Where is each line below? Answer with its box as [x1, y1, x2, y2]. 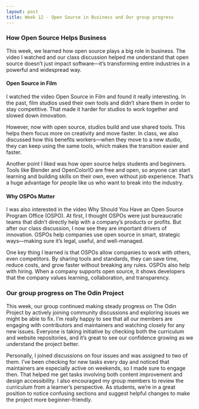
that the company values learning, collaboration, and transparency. [6, 274, 170, 281]
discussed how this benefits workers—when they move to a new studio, [6, 136, 182, 143]
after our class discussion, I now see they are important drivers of [6, 225, 168, 232]
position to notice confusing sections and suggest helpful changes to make [6, 389, 190, 397]
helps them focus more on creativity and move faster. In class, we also [6, 130, 179, 137]
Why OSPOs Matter [6, 192, 55, 199]
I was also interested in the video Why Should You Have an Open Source [6, 206, 184, 213]
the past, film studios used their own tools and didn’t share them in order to [6, 99, 190, 106]
